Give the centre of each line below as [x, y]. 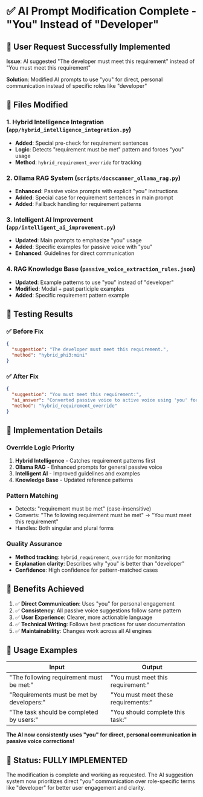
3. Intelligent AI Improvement [50, 219]
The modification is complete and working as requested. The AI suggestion [100, 775]
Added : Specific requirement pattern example [72, 295]
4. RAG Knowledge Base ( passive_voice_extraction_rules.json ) [101, 269]
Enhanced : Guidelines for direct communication [75, 253]
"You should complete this [148, 712]
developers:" [27, 703]
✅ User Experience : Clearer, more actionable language [84, 617]
